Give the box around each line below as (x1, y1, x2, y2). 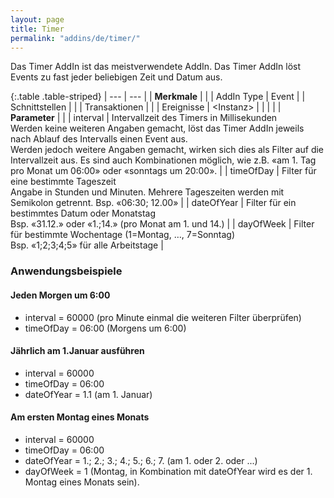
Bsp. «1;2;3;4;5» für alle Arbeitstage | (10, 239, 164, 251)
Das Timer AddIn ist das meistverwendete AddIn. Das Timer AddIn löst (10, 61, 301, 73)
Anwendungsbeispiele (10, 264, 123, 278)
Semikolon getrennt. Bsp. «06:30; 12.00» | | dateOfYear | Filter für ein (10, 197, 297, 209)
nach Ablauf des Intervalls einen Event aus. (10, 133, 188, 145)
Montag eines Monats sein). (24, 476, 140, 488)
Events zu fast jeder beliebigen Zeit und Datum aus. (10, 71, 223, 83)
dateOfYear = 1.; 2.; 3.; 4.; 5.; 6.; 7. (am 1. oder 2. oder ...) (24, 454, 258, 466)
